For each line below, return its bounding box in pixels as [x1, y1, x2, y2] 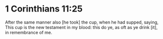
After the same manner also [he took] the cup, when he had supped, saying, [5, 19, 159, 25]
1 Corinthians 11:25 [5, 3, 83, 14]
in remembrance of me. [5, 29, 52, 35]
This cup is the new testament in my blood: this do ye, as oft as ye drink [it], [5, 24, 158, 30]
